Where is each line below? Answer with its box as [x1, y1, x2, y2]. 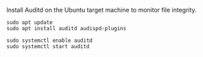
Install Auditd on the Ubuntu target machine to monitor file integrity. [6, 6, 197, 14]
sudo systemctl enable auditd [6, 37, 93, 44]
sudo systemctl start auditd [6, 43, 90, 50]
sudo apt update [6, 19, 53, 26]
